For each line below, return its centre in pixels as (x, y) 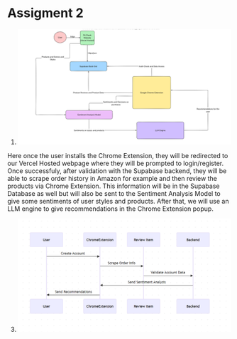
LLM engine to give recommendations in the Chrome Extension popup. (111, 209)
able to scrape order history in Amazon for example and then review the (112, 178)
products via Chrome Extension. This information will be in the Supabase (114, 186)
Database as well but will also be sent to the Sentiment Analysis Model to (114, 193)
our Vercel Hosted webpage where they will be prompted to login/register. (116, 163)
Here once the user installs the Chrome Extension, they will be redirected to (118, 155)
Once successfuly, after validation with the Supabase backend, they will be (117, 171)
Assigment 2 (45, 13)
